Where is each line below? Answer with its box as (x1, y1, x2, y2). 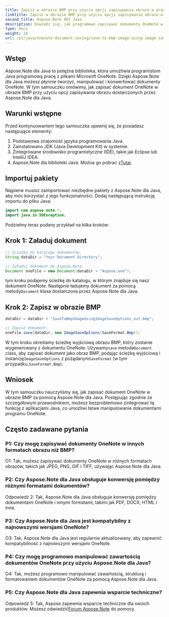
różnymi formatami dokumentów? (5, 482, 90, 490)
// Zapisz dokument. (5, 326, 49, 331)
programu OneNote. (5, 410, 47, 416)
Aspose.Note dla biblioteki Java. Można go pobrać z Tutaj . (12, 159, 132, 165)
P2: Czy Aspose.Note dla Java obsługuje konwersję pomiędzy (5, 476, 160, 483)
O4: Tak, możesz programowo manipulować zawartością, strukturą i (5, 571, 146, 577)
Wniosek (5, 375, 34, 384)
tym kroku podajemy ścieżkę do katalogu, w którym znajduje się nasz (5, 278, 149, 284)
